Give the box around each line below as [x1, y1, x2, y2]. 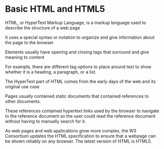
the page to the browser [5, 39, 54, 45]
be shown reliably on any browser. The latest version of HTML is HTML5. [5, 138, 152, 144]
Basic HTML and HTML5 [5, 3, 105, 15]
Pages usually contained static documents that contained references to [5, 93, 149, 99]
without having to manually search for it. [5, 118, 87, 124]
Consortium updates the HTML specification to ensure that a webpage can [5, 133, 156, 139]
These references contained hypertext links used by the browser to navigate [5, 108, 159, 114]
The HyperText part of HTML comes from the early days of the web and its [5, 78, 156, 84]
